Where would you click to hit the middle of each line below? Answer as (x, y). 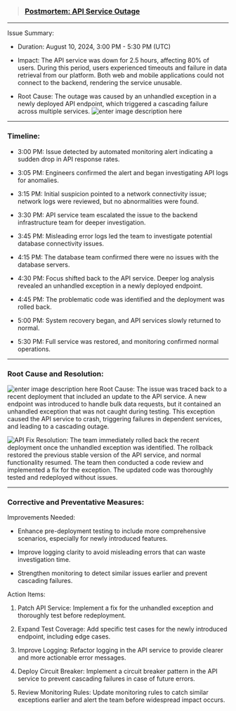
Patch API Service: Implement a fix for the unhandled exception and (116, 608)
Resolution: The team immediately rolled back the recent (118, 440)
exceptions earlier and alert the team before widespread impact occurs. (121, 700)
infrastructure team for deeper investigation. (81, 222)
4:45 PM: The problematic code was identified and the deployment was (121, 299)
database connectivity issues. (60, 243)
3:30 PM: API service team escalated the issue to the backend (107, 214)
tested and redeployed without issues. (63, 477)
